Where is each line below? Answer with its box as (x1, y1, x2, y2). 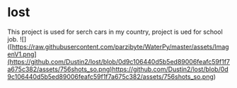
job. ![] (7, 34, 27, 43)
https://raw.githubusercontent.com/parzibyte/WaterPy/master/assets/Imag (11, 42, 229, 51)
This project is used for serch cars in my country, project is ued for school (7, 27, 223, 36)
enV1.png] (7, 50, 37, 58)
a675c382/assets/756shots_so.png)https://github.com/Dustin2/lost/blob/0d (7, 65, 229, 73)
